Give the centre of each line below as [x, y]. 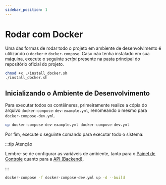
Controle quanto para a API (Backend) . [45, 159]
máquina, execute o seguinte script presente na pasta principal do [73, 59]
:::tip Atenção [19, 144]
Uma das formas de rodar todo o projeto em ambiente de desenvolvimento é [83, 48]
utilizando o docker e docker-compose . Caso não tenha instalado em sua [78, 53]
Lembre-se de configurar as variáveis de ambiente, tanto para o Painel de [80, 154]
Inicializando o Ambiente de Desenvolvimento [78, 93]
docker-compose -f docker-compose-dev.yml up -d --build [65, 178]
